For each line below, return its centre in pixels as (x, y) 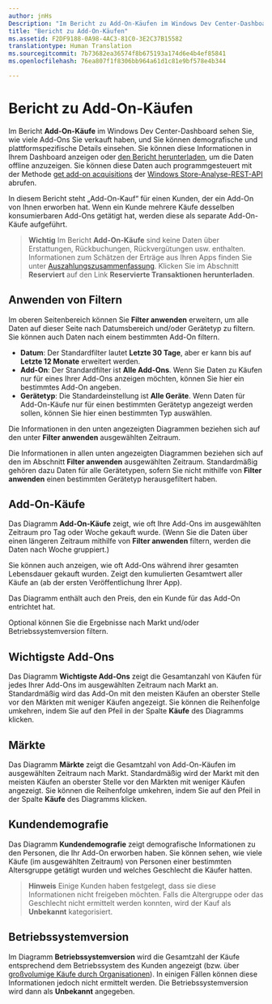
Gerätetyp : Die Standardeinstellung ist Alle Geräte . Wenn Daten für (132, 395)
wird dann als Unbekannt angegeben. (72, 991)
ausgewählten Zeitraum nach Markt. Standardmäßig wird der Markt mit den (134, 773)
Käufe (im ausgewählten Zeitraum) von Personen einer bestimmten (120, 861)
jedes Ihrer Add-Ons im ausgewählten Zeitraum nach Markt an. (113, 685)
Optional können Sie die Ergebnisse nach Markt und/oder (104, 623)
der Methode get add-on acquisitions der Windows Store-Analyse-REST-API (136, 174)
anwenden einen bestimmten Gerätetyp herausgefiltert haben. (113, 479)
